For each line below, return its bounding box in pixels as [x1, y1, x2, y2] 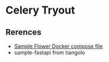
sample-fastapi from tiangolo [14, 49, 85, 56]
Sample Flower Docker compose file [14, 43, 103, 50]
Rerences [5, 27, 42, 37]
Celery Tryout [5, 4, 75, 17]
